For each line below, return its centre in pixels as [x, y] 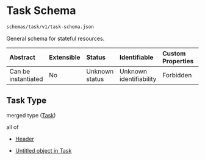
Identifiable [136, 57]
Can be [20, 71]
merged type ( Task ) [31, 115]
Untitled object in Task [43, 150]
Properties [178, 61]
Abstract [22, 57]
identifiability [138, 78]
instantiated [26, 78]
